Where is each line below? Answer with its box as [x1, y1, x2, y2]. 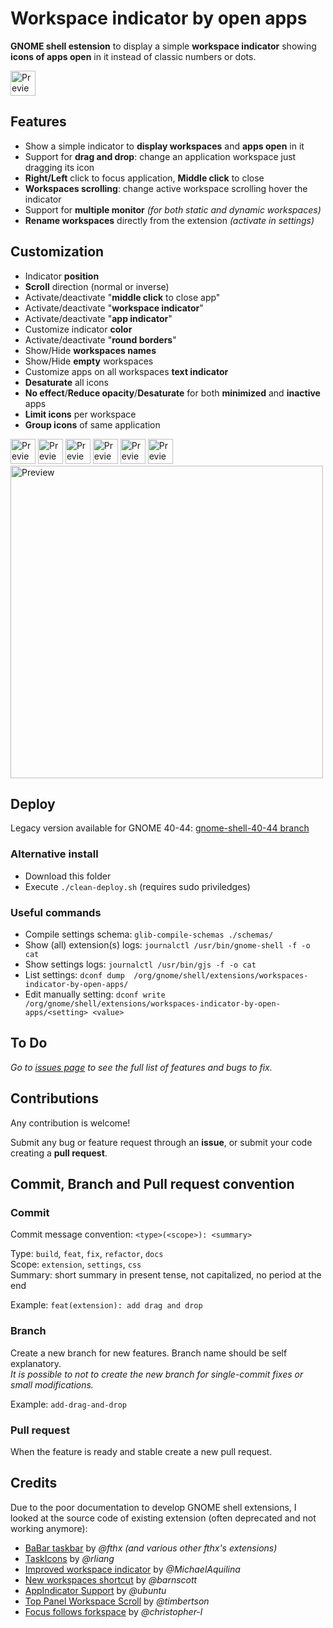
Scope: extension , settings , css [10, 1258, 142, 1271]
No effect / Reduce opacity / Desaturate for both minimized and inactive [24, 387, 321, 399]
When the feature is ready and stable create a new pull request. [10, 1445, 273, 1457]
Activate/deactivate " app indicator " [24, 312, 173, 324]
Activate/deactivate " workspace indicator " [24, 302, 204, 314]
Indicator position [24, 270, 100, 282]
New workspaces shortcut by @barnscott [24, 1573, 198, 1586]
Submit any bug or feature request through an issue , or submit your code [10, 1136, 313, 1148]
